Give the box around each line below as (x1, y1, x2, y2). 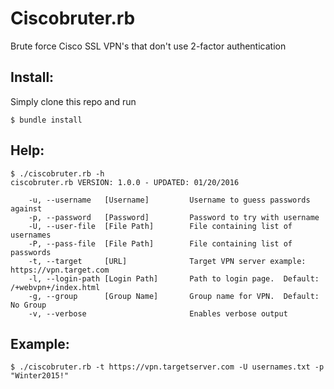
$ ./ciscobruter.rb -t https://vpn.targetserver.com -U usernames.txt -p (10, 362, 325, 372)
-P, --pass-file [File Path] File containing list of (28, 238, 293, 249)
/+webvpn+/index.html (10, 282, 101, 292)
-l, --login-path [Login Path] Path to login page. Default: (28, 273, 320, 284)
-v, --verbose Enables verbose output (28, 308, 288, 319)
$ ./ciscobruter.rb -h (10, 168, 105, 179)
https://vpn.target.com (10, 265, 110, 275)
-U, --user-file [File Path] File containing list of (28, 221, 293, 231)
